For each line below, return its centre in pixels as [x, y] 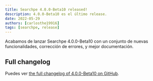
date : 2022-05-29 [23, 18]
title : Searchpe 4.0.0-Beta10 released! [46, 9]
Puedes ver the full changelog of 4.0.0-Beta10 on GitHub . [62, 73]
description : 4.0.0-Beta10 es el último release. [56, 14]
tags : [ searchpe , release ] [32, 28]
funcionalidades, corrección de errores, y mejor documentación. [69, 47]
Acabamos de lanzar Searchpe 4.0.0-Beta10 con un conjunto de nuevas [77, 41]
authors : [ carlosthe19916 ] [32, 23]
